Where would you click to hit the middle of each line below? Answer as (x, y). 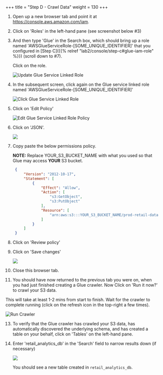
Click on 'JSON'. (29, 127)
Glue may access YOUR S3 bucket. (48, 161)
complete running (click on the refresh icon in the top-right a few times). (78, 305)
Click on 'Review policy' (36, 242)
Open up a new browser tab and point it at (55, 16)
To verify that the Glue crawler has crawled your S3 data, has (74, 324)
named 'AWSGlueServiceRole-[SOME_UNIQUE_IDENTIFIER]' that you (81, 46)
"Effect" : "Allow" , (61, 188)
